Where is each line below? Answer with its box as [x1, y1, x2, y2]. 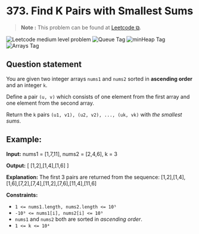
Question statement [6, 60, 82, 70]
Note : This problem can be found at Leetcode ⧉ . [20, 24, 141, 31]
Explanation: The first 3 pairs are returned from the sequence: [6, 173, 160, 180]
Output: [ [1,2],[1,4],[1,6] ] [6, 162, 69, 169]
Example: [6, 135, 42, 145]
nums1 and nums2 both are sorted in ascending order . [14, 216, 143, 223]
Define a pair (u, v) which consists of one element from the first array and [6, 93, 190, 100]
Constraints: [6, 191, 38, 198]
